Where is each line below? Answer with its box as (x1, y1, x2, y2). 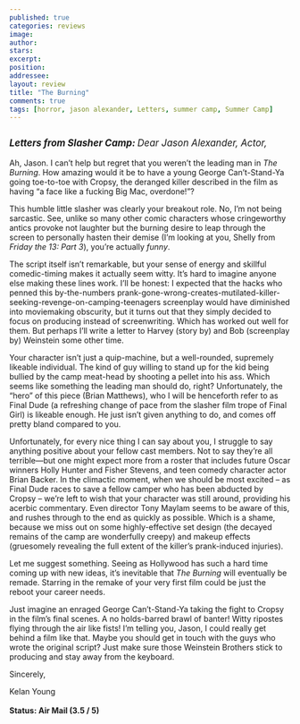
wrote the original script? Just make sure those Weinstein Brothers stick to (9, 642, 283, 653)
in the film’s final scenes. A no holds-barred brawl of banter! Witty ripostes (9, 614, 284, 625)
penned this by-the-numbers (9, 287, 116, 298)
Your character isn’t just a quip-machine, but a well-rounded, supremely (9, 353, 274, 363)
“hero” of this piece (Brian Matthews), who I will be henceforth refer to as (9, 390, 279, 401)
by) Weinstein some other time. (9, 335, 124, 345)
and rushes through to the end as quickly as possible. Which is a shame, (9, 512, 276, 524)
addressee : (9, 72, 50, 81)
